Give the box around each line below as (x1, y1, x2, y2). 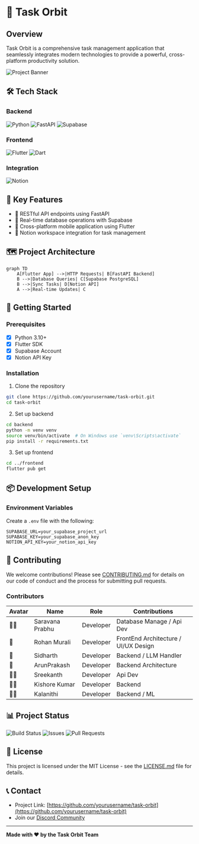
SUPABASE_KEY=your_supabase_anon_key (6, 533, 99, 540)
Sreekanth (34, 670, 63, 679)
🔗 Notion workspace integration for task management (14, 229, 146, 236)
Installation (6, 369, 40, 377)
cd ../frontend (6, 461, 44, 466)
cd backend (6, 421, 33, 427)
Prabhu (34, 625, 54, 633)
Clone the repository (14, 382, 65, 390)
